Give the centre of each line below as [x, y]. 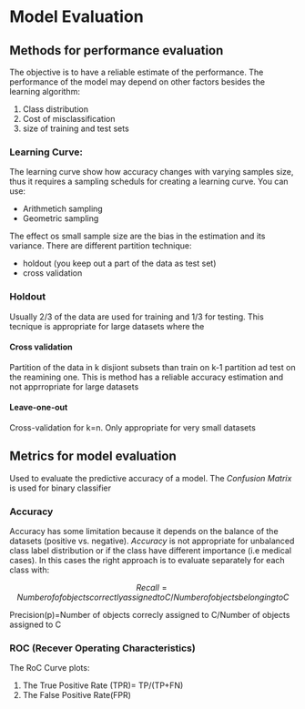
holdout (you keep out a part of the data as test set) [119, 263]
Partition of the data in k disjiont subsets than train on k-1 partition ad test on [152, 367]
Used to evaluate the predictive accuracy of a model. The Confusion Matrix [151, 478]
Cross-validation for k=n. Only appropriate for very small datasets [133, 428]
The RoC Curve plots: [50, 668]
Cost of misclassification [69, 119]
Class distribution [56, 109]
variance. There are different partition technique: [101, 246]
